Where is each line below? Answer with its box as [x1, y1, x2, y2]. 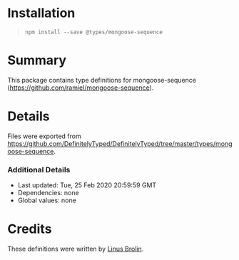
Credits [7, 221, 52, 237]
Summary [7, 52, 66, 68]
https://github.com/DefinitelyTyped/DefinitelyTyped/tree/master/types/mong [7, 139, 233, 147]
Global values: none [17, 196, 76, 204]
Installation [7, 5, 76, 21]
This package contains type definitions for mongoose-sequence [7, 76, 196, 84]
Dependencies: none [17, 189, 80, 197]
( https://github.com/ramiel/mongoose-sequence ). [7, 83, 154, 92]
